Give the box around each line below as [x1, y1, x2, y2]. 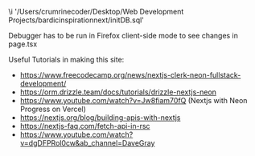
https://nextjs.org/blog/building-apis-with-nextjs [19, 113, 181, 122]
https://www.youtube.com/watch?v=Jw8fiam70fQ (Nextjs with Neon [19, 96, 248, 105]
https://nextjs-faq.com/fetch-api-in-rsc [19, 122, 150, 130]
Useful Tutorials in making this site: [8, 55, 125, 64]
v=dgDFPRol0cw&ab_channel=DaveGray [19, 138, 155, 147]
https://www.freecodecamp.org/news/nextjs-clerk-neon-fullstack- [19, 70, 241, 79]
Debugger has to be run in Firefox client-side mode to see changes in [8, 31, 239, 40]
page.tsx [8, 39, 38, 49]
